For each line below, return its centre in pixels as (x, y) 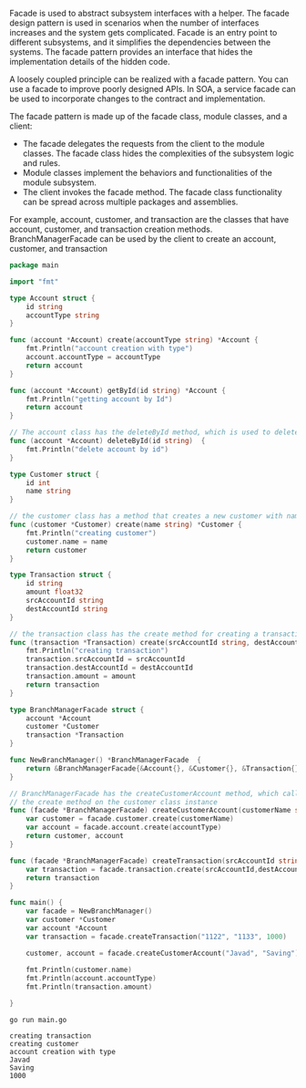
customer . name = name (66, 542)
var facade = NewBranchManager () (89, 911)
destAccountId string (66, 609)
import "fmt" (34, 282)
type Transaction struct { (61, 575)
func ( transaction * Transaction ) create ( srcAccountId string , (130, 642)
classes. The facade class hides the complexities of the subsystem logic (158, 153)
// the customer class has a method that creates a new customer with (146, 516)
